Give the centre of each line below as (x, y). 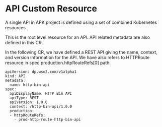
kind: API (15, 76)
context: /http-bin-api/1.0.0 (41, 106)
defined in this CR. (24, 42)
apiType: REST (24, 98)
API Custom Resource (51, 9)
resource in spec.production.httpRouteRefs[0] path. (58, 63)
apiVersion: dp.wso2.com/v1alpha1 (41, 72)
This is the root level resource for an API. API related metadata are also (78, 37)
